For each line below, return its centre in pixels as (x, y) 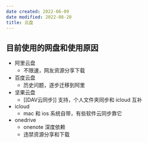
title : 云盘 (20, 22)
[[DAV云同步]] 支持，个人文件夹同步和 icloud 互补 (82, 100)
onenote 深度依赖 (44, 127)
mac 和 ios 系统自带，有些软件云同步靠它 (73, 114)
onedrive (25, 120)
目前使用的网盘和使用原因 (52, 48)
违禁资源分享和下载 (47, 134)
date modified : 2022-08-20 (39, 17)
